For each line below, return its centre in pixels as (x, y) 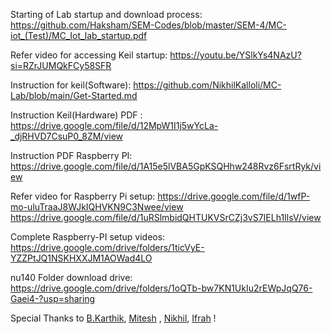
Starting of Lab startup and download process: (106, 14)
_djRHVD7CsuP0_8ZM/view (67, 136)
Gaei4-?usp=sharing (53, 298)
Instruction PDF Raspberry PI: (71, 155)
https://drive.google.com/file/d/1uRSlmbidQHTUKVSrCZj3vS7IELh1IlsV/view (166, 217)
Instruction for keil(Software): (71, 85)
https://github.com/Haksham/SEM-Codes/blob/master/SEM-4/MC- (148, 25)
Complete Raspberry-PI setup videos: (88, 237)
